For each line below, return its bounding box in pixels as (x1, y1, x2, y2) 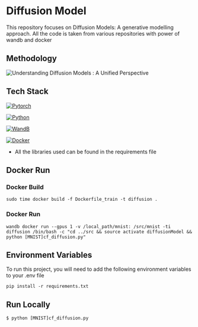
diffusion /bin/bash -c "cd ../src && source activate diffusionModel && (6, 229, 193, 235)
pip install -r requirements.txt (6, 283, 89, 290)
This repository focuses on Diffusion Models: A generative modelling (6, 24, 174, 31)
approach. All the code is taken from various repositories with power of (6, 30, 180, 37)
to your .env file (6, 272, 44, 279)
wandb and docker (6, 36, 52, 43)
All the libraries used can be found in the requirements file (14, 148, 157, 155)
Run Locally (6, 299, 50, 309)
